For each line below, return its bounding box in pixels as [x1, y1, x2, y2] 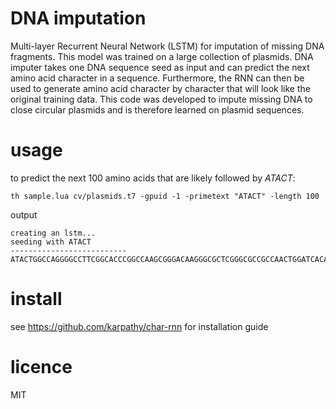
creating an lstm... [10, 228, 97, 238]
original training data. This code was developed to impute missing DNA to [10, 93, 313, 105]
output [10, 208, 38, 221]
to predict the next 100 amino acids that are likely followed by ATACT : [10, 172, 296, 184]
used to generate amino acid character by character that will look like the [10, 82, 311, 94]
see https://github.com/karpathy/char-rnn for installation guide [10, 320, 269, 332]
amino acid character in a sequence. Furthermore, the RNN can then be [10, 72, 305, 84]
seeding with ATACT [10, 237, 92, 247]
